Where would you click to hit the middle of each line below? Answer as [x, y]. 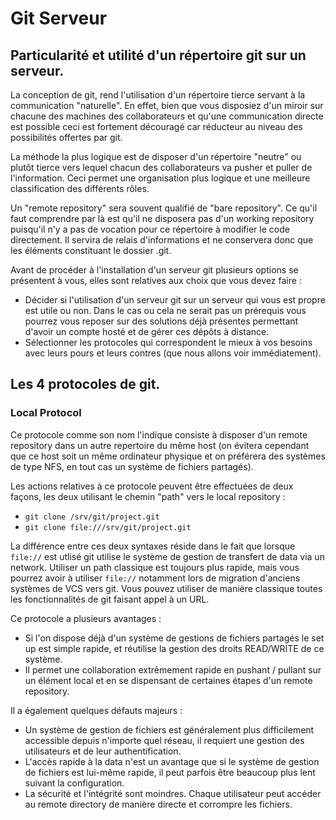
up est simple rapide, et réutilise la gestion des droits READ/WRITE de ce [174, 648]
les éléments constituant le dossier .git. [91, 250]
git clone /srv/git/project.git [92, 517]
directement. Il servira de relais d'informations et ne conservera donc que [162, 240]
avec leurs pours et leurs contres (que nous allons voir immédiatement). [173, 353]
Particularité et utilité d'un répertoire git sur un [158, 55]
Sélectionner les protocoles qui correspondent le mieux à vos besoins [168, 342]
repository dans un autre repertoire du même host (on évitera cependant [160, 445]
